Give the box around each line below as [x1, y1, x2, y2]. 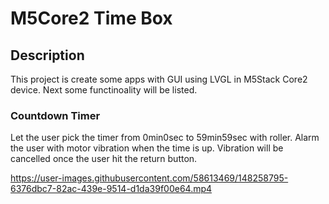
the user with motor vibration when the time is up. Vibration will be [10, 142, 284, 154]
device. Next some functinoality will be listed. [10, 84, 198, 96]
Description [10, 47, 85, 64]
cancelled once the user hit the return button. [10, 153, 198, 165]
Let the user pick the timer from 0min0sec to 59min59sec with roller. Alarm [10, 132, 320, 144]
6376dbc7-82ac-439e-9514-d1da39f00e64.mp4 [10, 183, 213, 195]
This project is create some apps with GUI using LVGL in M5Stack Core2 [10, 73, 308, 85]
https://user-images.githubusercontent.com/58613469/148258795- [10, 172, 289, 184]
